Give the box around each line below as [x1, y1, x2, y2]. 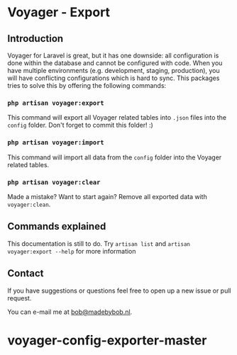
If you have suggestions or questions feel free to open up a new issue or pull [7, 286, 231, 295]
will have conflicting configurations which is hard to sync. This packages [7, 74, 220, 82]
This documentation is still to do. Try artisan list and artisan [7, 239, 190, 248]
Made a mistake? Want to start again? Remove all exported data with [7, 192, 207, 201]
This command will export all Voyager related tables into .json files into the [7, 113, 227, 122]
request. [7, 293, 32, 302]
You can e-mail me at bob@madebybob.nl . [7, 308, 133, 316]
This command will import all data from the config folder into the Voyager [7, 153, 222, 162]
